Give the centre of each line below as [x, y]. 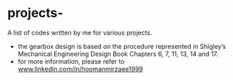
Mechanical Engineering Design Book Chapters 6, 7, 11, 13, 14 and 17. [118, 54]
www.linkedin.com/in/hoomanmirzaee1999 [81, 69]
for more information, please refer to [71, 61]
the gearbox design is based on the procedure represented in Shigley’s [122, 46]
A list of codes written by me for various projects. [80, 33]
